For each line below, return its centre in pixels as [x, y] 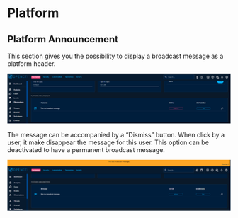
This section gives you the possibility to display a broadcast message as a [115, 56]
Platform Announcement [63, 39]
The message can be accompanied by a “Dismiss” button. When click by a [116, 134]
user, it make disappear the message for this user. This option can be [108, 142]
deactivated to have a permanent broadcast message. [86, 149]
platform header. [32, 64]
